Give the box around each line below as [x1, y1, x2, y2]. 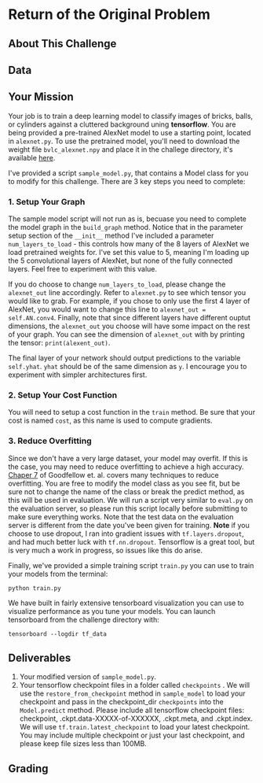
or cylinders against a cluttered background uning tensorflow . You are [8, 120, 236, 129]
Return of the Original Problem [8, 6, 210, 24]
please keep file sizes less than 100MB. [19, 739, 147, 748]
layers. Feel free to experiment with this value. [8, 264, 158, 274]
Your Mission [8, 90, 74, 104]
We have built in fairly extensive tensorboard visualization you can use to [8, 598, 245, 608]
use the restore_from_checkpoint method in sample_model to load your [19, 689, 246, 698]
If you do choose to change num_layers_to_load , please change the [8, 279, 226, 289]
